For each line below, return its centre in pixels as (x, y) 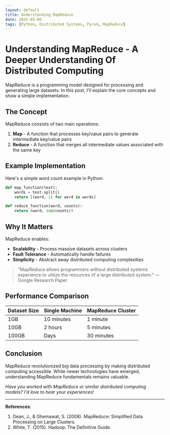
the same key (27, 150)
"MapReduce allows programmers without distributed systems (83, 269)
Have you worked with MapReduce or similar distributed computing (76, 386)
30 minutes (100, 335)
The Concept (26, 112)
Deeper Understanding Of (61, 60)
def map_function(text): (31, 188)
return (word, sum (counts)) (44, 211)
